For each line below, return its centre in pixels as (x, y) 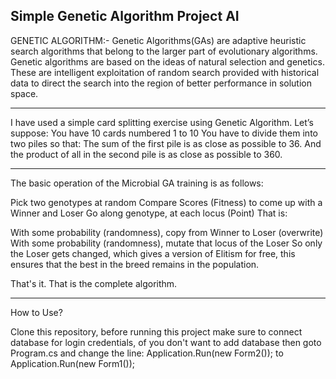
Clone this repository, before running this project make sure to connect (156, 331)
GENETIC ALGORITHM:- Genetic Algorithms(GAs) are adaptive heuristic (158, 40)
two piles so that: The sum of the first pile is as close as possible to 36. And (166, 143)
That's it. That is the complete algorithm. (94, 283)
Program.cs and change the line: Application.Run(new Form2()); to (147, 353)
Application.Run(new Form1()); (73, 363)
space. (24, 93)
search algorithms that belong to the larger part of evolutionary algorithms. (164, 51)
